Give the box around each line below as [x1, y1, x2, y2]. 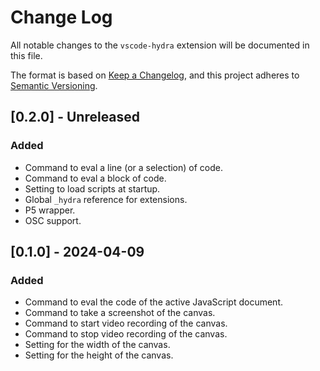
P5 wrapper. [24, 204, 76, 216]
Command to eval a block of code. [24, 172, 167, 184]
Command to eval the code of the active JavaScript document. [24, 296, 283, 308]
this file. [10, 49, 43, 61]
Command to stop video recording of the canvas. [24, 328, 228, 340]
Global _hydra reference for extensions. [24, 193, 188, 205]
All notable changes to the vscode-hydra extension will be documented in [10, 39, 310, 51]
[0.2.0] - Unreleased [10, 109, 141, 126]
